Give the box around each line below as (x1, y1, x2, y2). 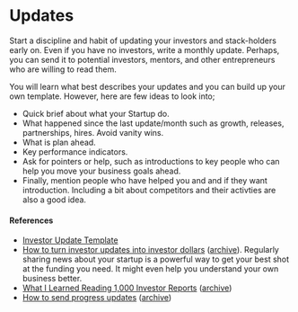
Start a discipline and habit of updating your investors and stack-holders (9, 35, 276, 46)
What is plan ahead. (22, 137, 96, 147)
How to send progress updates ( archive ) (22, 292, 172, 303)
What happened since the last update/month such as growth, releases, (22, 118, 285, 129)
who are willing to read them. (9, 64, 117, 75)
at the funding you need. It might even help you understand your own (22, 263, 279, 274)
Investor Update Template (22, 235, 118, 245)
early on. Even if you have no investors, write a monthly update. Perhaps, (9, 44, 280, 55)
